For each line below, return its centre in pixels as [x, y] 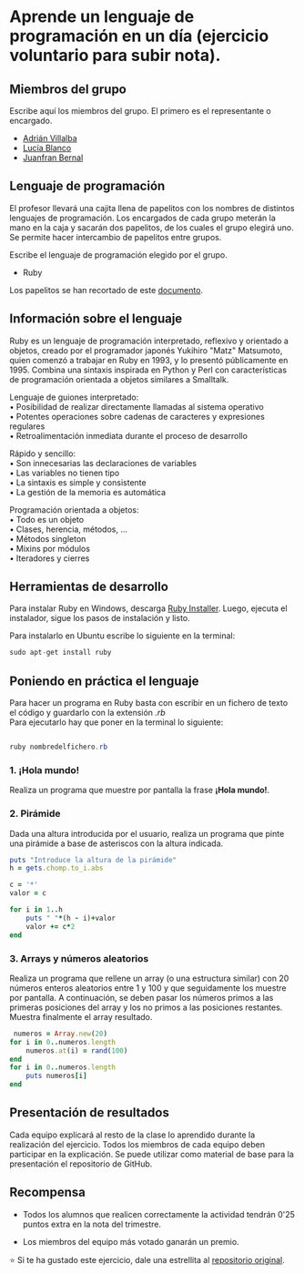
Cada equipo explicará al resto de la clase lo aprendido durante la [132, 1135]
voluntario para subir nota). [115, 56]
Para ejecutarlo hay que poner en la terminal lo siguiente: [117, 722]
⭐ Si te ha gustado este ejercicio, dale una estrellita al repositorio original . [147, 1259]
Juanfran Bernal [53, 158]
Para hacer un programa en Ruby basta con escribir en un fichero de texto [149, 703]
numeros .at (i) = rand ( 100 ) [77, 1050]
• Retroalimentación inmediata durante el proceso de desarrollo [129, 435]
